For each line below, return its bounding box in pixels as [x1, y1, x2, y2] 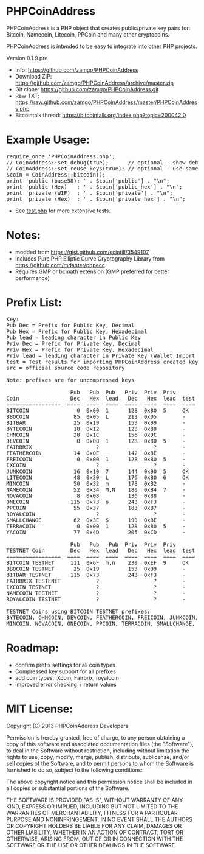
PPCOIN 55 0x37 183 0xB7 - [6, 504, 186, 511]
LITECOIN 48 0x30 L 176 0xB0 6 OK [6, 474, 189, 481]
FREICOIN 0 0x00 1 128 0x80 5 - [6, 455, 186, 463]
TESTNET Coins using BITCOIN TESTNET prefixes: [6, 607, 151, 615]
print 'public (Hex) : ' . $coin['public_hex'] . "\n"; [6, 183, 183, 190]
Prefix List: [6, 296, 63, 309]
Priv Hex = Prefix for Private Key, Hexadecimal [6, 346, 154, 353]
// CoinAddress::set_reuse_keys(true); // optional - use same [6, 165, 199, 172]
